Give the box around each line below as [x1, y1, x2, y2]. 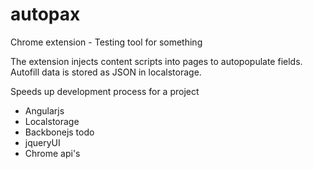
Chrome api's [24, 147, 81, 159]
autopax [10, 3, 81, 26]
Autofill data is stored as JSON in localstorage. [10, 66, 202, 78]
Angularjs [24, 104, 65, 117]
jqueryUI [24, 136, 61, 148]
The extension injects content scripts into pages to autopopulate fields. [10, 55, 303, 67]
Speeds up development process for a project [10, 85, 200, 97]
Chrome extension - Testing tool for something [10, 36, 203, 48]
